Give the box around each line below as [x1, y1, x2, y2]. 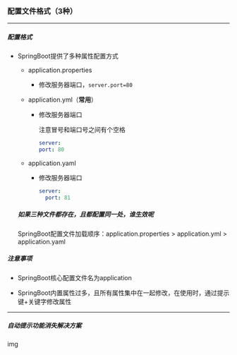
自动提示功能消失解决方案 [7, 321, 82, 330]
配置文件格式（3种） [7, 6, 78, 16]
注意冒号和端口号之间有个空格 [38, 126, 126, 134]
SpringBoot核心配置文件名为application [17, 273, 132, 282]
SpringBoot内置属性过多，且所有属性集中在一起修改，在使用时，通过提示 [17, 288, 230, 297]
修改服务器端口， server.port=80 [38, 80, 133, 89]
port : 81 [44, 194, 71, 201]
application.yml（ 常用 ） [28, 95, 97, 104]
